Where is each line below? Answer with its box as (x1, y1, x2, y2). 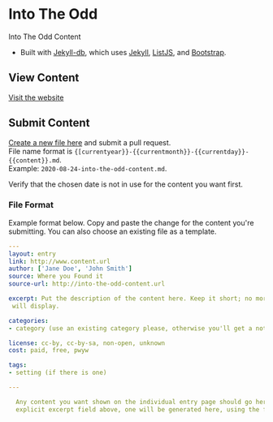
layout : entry (8, 249, 57, 258)
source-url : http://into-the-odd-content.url (8, 280, 165, 288)
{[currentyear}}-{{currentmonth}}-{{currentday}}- (74, 148, 249, 156)
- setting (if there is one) (8, 368, 107, 377)
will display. (11, 302, 60, 310)
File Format (8, 200, 54, 211)
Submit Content (8, 116, 90, 130)
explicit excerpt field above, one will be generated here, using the (15, 405, 260, 414)
